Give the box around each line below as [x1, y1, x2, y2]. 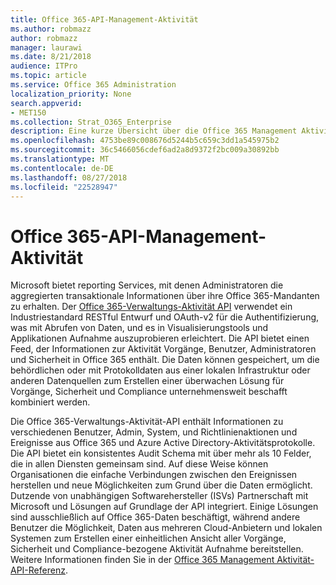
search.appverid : [10, 98, 83, 108]
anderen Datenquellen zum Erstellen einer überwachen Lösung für [10, 375, 285, 387]
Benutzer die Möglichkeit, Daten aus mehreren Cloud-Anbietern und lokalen [10, 522, 323, 534]
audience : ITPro [10, 61, 78, 71]
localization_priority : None [10, 89, 132, 99]
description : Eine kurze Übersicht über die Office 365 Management [10, 126, 298, 136]
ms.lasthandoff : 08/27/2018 [10, 172, 128, 183]
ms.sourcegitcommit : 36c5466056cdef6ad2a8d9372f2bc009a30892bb [10, 145, 280, 155]
